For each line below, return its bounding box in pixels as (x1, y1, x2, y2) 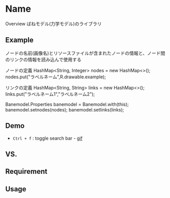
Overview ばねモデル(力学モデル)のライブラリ (5, 20, 102, 27)
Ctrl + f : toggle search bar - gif (12, 135, 83, 141)
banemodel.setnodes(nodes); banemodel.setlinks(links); (5, 106, 124, 113)
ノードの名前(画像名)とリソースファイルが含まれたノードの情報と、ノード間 (5, 50, 165, 56)
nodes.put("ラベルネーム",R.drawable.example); (5, 74, 107, 80)
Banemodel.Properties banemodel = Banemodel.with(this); (5, 101, 129, 107)
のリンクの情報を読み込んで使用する (5, 56, 82, 62)
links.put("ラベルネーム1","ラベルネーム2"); (5, 91, 95, 97)
